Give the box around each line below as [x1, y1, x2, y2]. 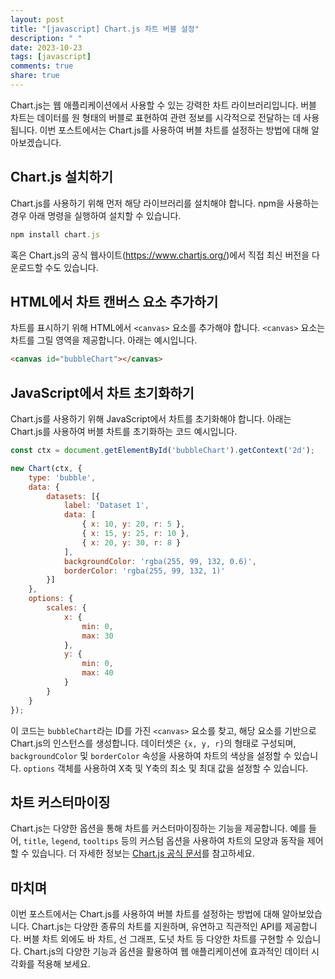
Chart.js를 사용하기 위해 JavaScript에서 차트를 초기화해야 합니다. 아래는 [10, 413, 292, 425]
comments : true [10, 61, 74, 71]
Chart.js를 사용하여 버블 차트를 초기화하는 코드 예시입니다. [10, 426, 238, 438]
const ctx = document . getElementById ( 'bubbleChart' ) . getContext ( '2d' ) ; [10, 446, 315, 456]
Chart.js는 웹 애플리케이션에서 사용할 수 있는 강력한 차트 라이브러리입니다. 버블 [10, 99, 317, 111]
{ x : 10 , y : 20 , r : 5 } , [81, 519, 186, 530]
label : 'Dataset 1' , [63, 501, 150, 511]
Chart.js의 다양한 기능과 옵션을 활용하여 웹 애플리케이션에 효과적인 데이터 [23, 946, 310, 958]
